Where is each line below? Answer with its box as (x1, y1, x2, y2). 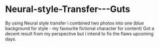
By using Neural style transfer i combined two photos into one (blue (5, 20, 144, 26)
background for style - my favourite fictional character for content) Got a (5, 25, 155, 31)
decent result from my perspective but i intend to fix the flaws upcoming (5, 30, 154, 36)
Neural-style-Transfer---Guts (5, 3, 131, 15)
